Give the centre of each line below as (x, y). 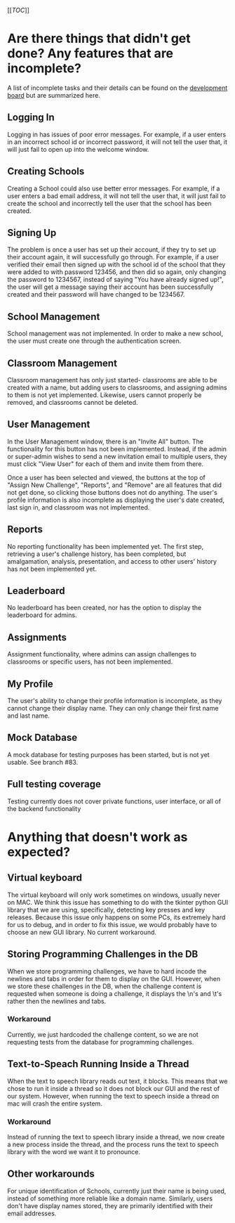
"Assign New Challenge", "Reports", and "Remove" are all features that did (115, 485)
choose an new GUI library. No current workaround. (82, 932)
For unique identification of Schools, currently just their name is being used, (117, 1191)
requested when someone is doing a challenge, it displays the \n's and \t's (115, 993)
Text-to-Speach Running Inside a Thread (98, 1064)
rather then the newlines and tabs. (57, 1001)
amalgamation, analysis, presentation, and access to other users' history (112, 561)
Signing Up (32, 232)
